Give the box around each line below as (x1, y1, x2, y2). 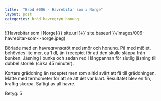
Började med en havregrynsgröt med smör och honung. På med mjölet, (5, 45, 151, 51)
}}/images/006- (112, 30, 145, 36)
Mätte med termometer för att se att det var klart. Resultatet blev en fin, (5, 75, 152, 82)
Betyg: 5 (5, 90, 22, 97)
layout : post (5, 12, 32, 17)
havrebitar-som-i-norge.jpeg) (5, 35, 66, 41)
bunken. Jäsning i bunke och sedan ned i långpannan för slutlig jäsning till (5, 55, 157, 61)
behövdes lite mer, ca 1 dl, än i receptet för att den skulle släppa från (5, 50, 145, 56)
